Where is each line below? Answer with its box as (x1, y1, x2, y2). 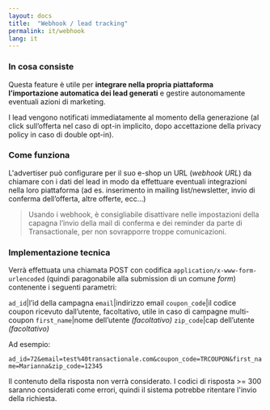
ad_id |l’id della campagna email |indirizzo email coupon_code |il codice (8, 298, 237, 308)
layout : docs (8, 11, 53, 20)
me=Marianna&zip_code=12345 (8, 362, 103, 370)
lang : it (8, 34, 38, 43)
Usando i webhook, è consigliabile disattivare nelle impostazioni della (27, 209, 259, 219)
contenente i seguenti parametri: (8, 282, 117, 292)
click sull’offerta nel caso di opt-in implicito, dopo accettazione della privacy (8, 120, 262, 130)
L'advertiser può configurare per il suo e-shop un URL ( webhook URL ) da (8, 167, 252, 178)
